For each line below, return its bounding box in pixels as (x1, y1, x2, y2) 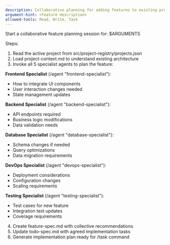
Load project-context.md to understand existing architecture (12, 56, 139, 62)
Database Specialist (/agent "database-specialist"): (5, 132, 114, 138)
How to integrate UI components (12, 81, 81, 87)
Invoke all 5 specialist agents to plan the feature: (12, 61, 114, 67)
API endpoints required (12, 111, 61, 117)
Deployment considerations (12, 172, 70, 178)
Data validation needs (12, 122, 58, 128)
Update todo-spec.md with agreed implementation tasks (12, 229, 131, 235)
